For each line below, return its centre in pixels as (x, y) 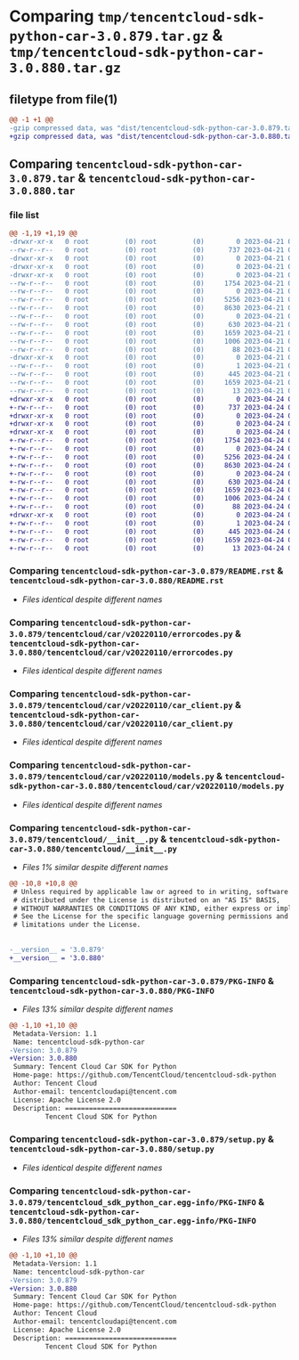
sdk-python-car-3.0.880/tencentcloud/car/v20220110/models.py (147, 786)
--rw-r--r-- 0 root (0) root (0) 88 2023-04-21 (147, 349)
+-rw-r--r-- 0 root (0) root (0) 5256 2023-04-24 (147, 457)
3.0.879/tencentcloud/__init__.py (84, 839)
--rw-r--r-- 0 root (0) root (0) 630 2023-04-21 (147, 324)
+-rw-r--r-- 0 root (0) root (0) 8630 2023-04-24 (147, 465)
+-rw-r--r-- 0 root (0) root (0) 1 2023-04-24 (147, 523)
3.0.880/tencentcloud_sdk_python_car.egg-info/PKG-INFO (133, 1221)
